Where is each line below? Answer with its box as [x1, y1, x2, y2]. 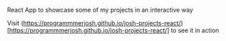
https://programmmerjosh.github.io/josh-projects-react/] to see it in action [9, 27, 219, 34]
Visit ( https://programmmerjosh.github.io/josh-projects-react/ [7, 19, 181, 27]
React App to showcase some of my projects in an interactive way [7, 6, 194, 14]
